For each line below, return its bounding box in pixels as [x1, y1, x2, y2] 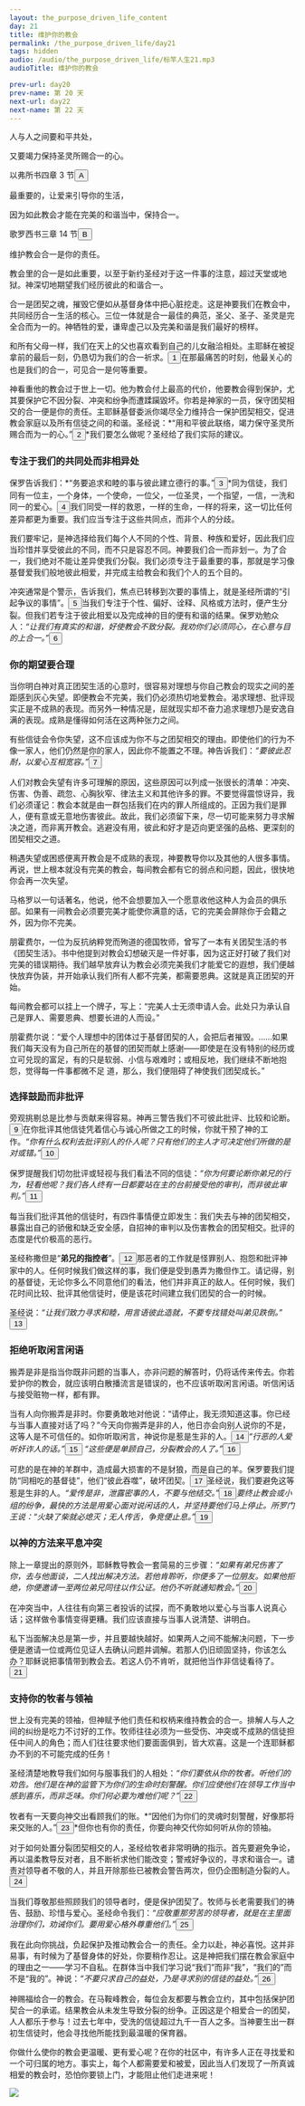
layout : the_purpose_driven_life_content [9, 13, 168, 23]
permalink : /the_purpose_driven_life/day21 [9, 38, 176, 48]
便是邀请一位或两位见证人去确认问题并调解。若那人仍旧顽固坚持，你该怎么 [9, 1644, 287, 1655]
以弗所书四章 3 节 [9, 169, 75, 181]
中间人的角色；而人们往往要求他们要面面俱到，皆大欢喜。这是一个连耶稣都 [16, 1737, 295, 1748]
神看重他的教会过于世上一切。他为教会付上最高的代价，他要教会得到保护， [9, 384, 287, 395]
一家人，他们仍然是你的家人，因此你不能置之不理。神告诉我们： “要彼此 [16, 744, 283, 756]
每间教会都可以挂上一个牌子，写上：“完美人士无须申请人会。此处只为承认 [9, 1000, 283, 1011]
